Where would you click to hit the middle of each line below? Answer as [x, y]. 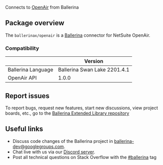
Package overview [35, 23]
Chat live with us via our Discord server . [54, 152]
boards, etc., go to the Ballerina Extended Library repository [67, 113]
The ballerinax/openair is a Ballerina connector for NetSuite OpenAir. [78, 35]
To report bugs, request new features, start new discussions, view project [82, 108]
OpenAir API [22, 78]
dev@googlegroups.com [38, 146]
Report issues [27, 96]
